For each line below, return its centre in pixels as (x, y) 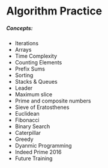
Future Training (34, 158)
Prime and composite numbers (53, 101)
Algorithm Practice (54, 11)
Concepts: (19, 28)
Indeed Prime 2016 (38, 152)
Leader (24, 88)
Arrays (23, 50)
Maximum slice (34, 95)
